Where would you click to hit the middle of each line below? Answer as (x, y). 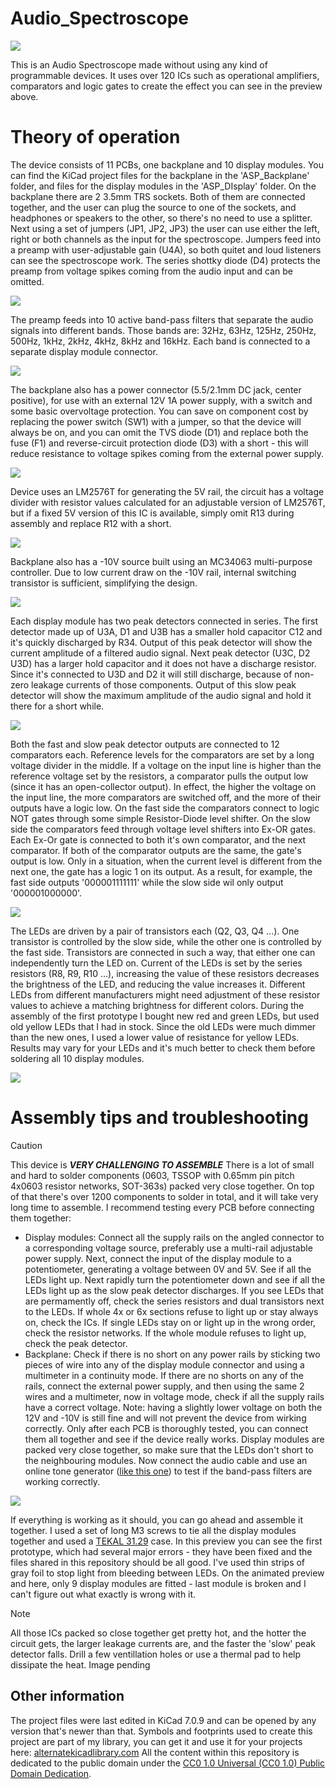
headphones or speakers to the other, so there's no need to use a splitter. (161, 218)
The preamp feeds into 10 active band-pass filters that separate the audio (162, 319)
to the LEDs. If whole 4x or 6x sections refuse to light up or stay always (171, 1311)
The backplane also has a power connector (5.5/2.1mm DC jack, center (156, 389)
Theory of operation (95, 137)
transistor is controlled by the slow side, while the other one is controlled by (166, 941)
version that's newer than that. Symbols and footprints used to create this (161, 1731)
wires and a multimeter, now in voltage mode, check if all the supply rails (174, 1396)
